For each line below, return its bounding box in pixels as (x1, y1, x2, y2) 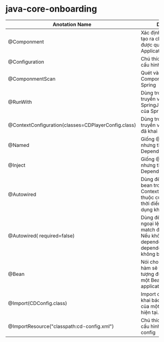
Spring (141, 81, 156, 88)
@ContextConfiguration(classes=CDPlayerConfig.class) (8, 122, 136, 128)
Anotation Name (52, 21, 91, 28)
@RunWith (8, 98, 32, 105)
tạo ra (141, 35, 154, 42)
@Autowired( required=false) (8, 232, 75, 239)
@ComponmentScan (8, 75, 55, 82)
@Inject (8, 162, 26, 168)
